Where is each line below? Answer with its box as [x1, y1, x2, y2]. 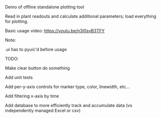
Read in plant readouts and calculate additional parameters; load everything [5, 13, 157, 19]
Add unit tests [5, 75, 33, 80]
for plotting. [5, 19, 29, 24]
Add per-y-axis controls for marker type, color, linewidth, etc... [5, 84, 130, 90]
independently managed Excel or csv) [5, 108, 81, 113]
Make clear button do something [5, 65, 70, 71]
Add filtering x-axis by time [5, 93, 59, 99]
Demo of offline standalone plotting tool [5, 4, 84, 10]
